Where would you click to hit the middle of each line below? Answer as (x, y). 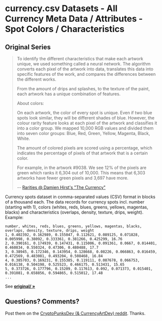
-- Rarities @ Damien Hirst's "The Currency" (61, 187)
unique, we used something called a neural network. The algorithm (84, 64)
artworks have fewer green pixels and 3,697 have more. (73, 178)
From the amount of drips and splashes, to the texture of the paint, (83, 89)
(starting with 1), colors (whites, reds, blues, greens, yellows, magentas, (77, 207)
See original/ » (20, 286)
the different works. (37, 79)
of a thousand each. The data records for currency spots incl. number (75, 202)
